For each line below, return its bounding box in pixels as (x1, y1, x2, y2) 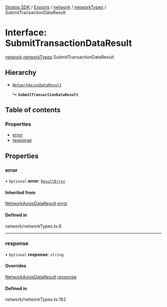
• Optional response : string (5, 251, 64, 257)
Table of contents (5, 106, 61, 114)
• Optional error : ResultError (5, 178, 66, 184)
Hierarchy (5, 68, 37, 77)
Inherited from (5, 189, 36, 195)
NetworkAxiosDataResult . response (5, 274, 77, 280)
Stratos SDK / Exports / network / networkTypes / (5, 4, 106, 10)
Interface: (5, 27, 47, 38)
